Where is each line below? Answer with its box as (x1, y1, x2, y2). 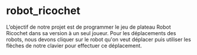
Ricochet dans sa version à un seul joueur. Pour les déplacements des (6, 29, 176, 36)
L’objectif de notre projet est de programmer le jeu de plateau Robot (6, 23, 171, 30)
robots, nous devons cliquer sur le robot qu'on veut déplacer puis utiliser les (6, 36, 192, 43)
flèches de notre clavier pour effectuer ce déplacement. (6, 42, 142, 49)
